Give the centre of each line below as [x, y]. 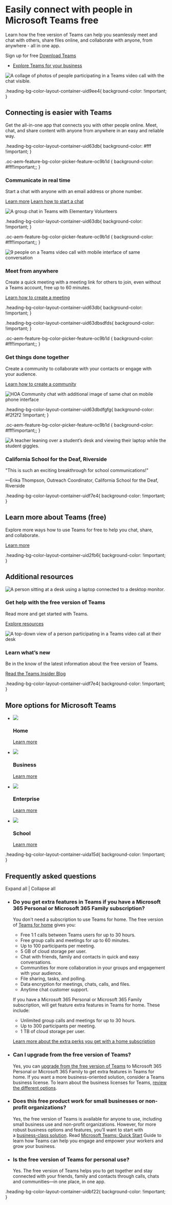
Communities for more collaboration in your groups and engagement [93, 968]
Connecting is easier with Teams [59, 112]
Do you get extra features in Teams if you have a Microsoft [87, 902]
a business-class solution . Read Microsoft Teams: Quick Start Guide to [87, 1135]
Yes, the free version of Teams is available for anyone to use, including [87, 1119]
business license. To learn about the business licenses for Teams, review [90, 1082]
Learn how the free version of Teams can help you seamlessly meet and [81, 34]
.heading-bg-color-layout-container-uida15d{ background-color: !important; [85, 854]
